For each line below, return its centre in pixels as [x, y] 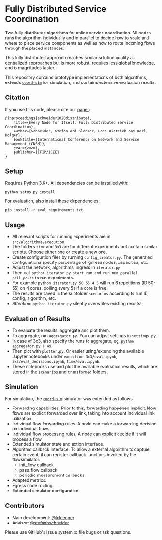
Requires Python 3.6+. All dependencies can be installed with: [67, 183]
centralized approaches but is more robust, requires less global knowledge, [80, 63]
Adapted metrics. [29, 480]
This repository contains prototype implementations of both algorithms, [76, 77]
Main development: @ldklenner [43, 517]
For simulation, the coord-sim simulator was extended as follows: [69, 398]
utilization [22, 418]
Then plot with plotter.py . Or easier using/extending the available [78, 351]
